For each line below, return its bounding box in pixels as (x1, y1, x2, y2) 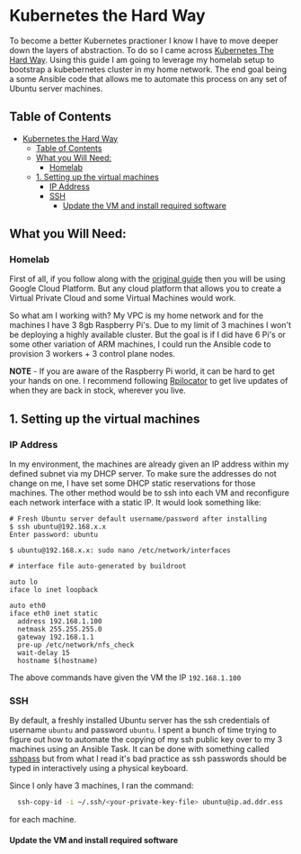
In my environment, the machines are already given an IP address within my (9, 459, 289, 469)
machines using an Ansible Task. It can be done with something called (9, 744, 270, 755)
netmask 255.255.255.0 (17, 625, 102, 634)
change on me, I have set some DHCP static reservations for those (9, 478, 256, 489)
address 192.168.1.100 (17, 617, 102, 626)
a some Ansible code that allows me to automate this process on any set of (9, 73, 288, 84)
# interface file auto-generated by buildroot (9, 562, 187, 571)
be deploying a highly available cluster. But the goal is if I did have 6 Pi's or (9, 330, 286, 341)
